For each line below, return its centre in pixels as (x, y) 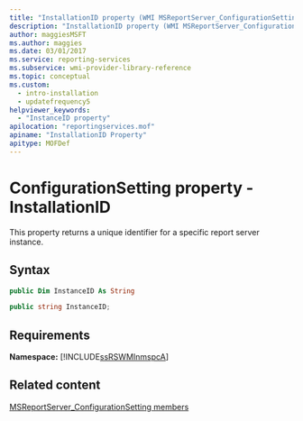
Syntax (30, 270)
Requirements (50, 335)
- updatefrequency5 (54, 101)
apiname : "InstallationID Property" (78, 135)
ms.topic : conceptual (50, 77)
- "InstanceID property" (64, 118)
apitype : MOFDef (40, 143)
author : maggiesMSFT (48, 34)
